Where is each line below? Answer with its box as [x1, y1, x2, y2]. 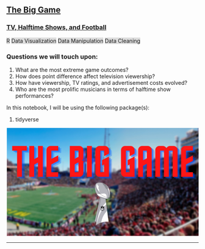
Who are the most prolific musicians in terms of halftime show [15, 85, 171, 93]
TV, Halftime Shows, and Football [6, 23, 107, 32]
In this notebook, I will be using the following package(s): [6, 104, 149, 111]
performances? [15, 92, 54, 99]
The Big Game [6, 5, 61, 15]
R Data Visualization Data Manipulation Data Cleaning [6, 37, 140, 45]
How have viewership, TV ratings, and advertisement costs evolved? [15, 79, 188, 86]
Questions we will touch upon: [6, 52, 98, 60]
